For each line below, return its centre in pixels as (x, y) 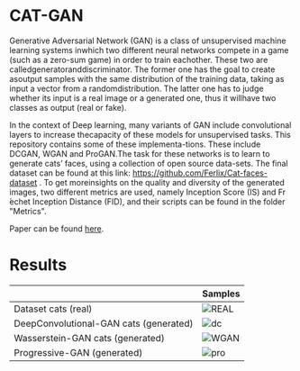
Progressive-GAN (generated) (78, 352)
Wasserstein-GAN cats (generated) (89, 338)
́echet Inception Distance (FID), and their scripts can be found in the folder (147, 201)
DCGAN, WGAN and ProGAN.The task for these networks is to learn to (140, 153)
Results (38, 265)
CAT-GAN (46, 16)
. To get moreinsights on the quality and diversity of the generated (162, 182)
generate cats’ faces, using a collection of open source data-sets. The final (149, 163)
